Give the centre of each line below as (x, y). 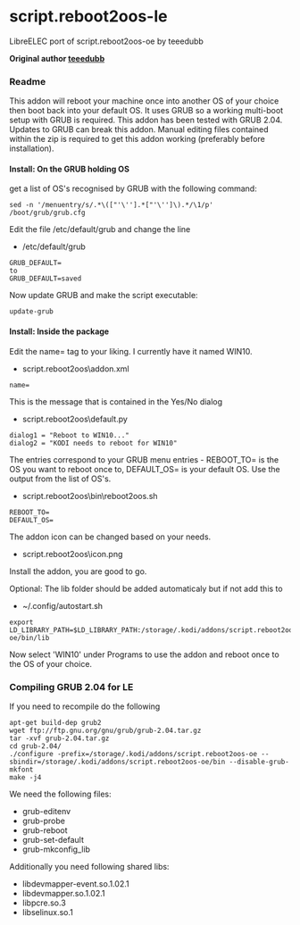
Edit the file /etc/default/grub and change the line (100, 229)
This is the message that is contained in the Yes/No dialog (116, 401)
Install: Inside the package (59, 331)
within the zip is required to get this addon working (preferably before (137, 139)
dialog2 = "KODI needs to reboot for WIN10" (93, 443)
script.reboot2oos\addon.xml (75, 369)
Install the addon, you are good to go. (78, 571)
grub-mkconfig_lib (56, 849)
